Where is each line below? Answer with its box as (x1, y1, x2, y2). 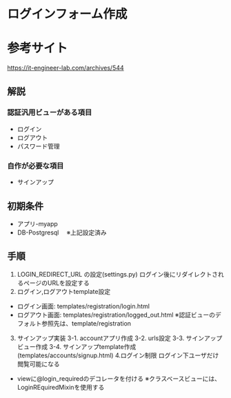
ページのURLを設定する (23, 279, 90, 287)
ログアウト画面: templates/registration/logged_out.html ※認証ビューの (17, 310, 216, 319)
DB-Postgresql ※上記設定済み (17, 228, 107, 237)
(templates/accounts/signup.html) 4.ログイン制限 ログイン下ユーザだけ (17, 351, 219, 359)
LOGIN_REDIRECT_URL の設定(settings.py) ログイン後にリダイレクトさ (17, 270, 219, 278)
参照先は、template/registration (41, 319, 132, 328)
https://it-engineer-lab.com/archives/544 (7, 63, 124, 72)
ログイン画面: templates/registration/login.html (17, 301, 150, 310)
